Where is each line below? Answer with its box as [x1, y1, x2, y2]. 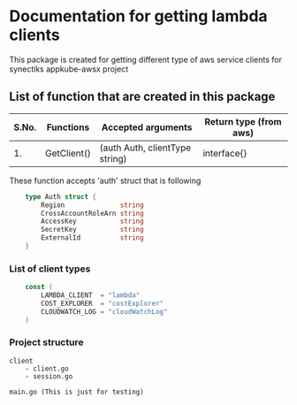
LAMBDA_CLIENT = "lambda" [41, 291, 141, 300]
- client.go [25, 364, 69, 373]
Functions [46, 121, 90, 134]
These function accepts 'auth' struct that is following [9, 175, 202, 186]
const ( [25, 283, 53, 292]
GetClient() [45, 147, 91, 159]
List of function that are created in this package [9, 89, 276, 104]
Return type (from [204, 115, 282, 127]
